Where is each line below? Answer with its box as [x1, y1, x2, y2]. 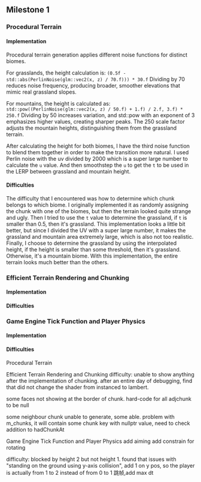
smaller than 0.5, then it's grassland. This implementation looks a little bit [6, 220, 185, 227]
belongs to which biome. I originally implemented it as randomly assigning [6, 201, 188, 208]
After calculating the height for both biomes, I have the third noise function [6, 142, 190, 149]
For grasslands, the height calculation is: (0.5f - [6, 69, 126, 76]
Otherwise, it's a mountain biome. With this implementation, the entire [6, 252, 178, 259]
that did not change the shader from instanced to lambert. [6, 384, 149, 391]
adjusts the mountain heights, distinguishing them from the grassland [6, 124, 177, 131]
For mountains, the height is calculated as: [6, 100, 111, 107]
